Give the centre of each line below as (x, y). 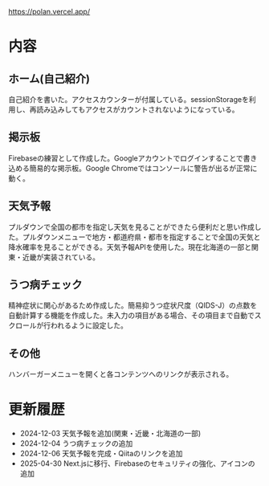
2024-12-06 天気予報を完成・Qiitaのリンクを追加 (101, 454)
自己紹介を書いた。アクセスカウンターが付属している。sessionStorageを (128, 99)
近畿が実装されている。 (61, 257)
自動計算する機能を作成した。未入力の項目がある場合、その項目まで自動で (131, 316)
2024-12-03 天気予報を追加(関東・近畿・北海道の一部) (110, 434)
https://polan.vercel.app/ (49, 12)
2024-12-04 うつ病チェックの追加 (76, 443)
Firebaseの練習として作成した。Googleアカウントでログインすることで (126, 158)
